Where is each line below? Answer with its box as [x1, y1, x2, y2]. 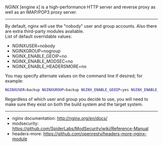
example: [5, 78, 23, 84]
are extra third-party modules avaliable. [5, 29, 84, 34]
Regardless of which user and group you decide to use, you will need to [5, 96, 148, 102]
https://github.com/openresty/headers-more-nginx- [43, 130, 147, 136]
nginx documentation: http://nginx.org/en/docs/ [12, 115, 108, 121]
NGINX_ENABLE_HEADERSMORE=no [12, 64, 87, 69]
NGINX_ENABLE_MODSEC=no [12, 58, 73, 64]
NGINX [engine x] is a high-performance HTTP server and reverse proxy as [5, 4, 156, 10]
